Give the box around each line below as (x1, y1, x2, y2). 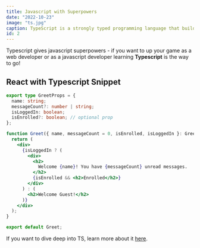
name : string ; (11, 98, 46, 104)
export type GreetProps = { (6, 93, 76, 98)
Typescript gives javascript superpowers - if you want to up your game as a (6, 47, 192, 54)
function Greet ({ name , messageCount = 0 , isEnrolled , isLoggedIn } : (6, 131, 183, 137)
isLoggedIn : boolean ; (11, 109, 65, 115)
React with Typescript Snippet (6, 77, 121, 87)
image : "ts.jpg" (6, 20, 46, 26)
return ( (11, 136, 33, 142)
